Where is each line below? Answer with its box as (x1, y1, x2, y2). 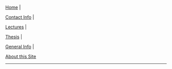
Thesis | (5, 34, 23, 40)
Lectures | (5, 24, 27, 30)
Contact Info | (5, 14, 34, 20)
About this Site (5, 53, 36, 59)
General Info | (5, 44, 34, 50)
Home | (5, 5, 21, 10)
